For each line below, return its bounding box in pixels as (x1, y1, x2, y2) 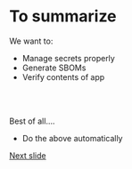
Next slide (9, 149, 46, 161)
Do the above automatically (21, 133, 123, 143)
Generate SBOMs (21, 62, 87, 73)
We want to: (9, 36, 54, 46)
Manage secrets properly (21, 52, 116, 63)
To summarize (9, 6, 118, 27)
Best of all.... (9, 116, 55, 126)
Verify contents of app (21, 71, 105, 82)
